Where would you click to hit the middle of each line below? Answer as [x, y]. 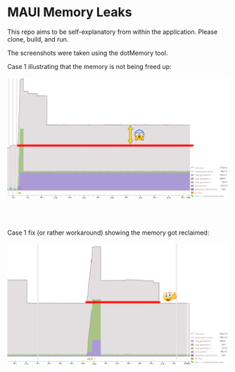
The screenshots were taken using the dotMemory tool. [88, 53]
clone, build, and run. [38, 39]
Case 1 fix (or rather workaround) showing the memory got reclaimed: [108, 232]
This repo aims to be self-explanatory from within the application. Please [113, 32]
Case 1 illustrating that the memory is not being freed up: [89, 66]
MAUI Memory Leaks [70, 12]
